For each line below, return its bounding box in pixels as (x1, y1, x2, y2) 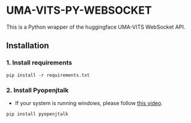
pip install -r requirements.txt (6, 72, 90, 78)
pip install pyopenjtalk (6, 111, 68, 117)
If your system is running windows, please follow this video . (14, 99, 163, 106)
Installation (6, 41, 49, 51)
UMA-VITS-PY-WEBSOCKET (6, 4, 152, 17)
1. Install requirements (6, 59, 72, 67)
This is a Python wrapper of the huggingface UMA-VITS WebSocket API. (6, 23, 186, 30)
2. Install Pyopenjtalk (6, 86, 69, 94)
